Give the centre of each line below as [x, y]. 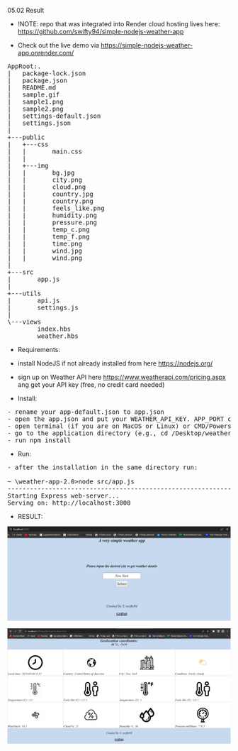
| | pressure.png [52, 223]
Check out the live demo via [58, 45]
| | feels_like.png [56, 208]
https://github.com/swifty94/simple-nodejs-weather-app [101, 32]
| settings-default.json [54, 116]
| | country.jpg [50, 194]
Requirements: [39, 350]
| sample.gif [34, 95]
